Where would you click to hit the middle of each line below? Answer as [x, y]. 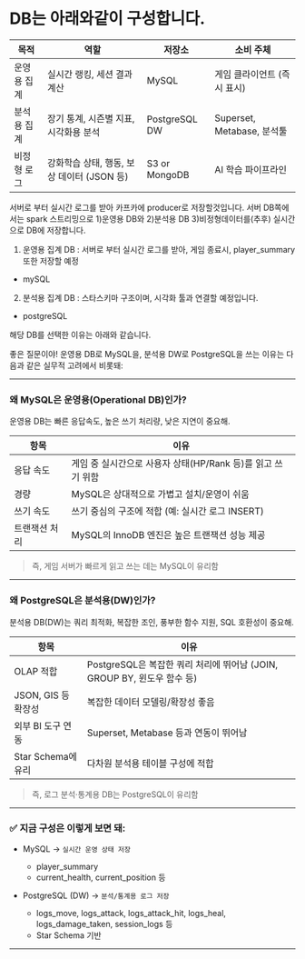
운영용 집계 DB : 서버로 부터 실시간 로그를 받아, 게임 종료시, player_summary [159, 249]
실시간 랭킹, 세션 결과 [90, 74]
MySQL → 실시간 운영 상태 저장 [77, 849]
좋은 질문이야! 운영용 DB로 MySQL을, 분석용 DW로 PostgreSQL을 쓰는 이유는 [147, 354]
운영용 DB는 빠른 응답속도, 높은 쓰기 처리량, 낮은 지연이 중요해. [120, 421]
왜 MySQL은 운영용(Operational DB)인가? [98, 399]
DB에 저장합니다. [56, 230]
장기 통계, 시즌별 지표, [91, 118]
